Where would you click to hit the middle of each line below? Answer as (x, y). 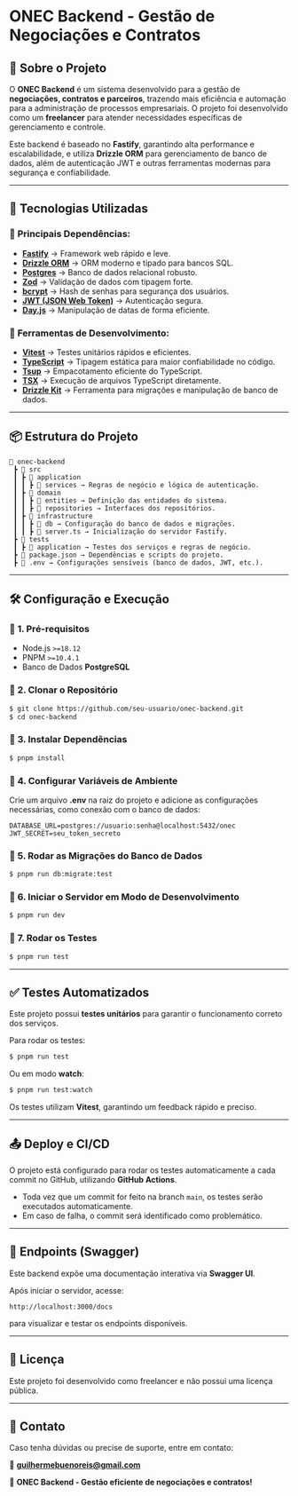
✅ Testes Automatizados (79, 992)
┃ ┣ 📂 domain (37, 493)
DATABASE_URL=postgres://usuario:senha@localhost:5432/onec (123, 826)
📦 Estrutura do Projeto (74, 437)
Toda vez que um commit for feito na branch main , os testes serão (142, 1197)
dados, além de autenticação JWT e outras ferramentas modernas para (140, 163)
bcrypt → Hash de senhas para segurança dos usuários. (125, 291)
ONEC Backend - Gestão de (112, 16)
